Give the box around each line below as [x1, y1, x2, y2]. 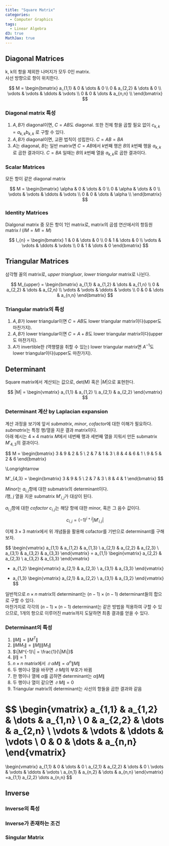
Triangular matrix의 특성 [5, 305, 64, 313]
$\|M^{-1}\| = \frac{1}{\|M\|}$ [12, 649, 73, 655]
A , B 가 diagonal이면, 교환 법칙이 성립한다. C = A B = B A [12, 136, 123, 142]
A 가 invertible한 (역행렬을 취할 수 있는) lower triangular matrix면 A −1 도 [12, 342, 154, 350]
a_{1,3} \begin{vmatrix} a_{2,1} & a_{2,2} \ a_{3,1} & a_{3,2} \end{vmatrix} [12, 575, 164, 582]
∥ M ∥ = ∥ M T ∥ [12, 636, 38, 643]
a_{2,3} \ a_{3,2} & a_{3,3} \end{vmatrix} [5, 556, 90, 562]
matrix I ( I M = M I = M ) [5, 227, 52, 233]
